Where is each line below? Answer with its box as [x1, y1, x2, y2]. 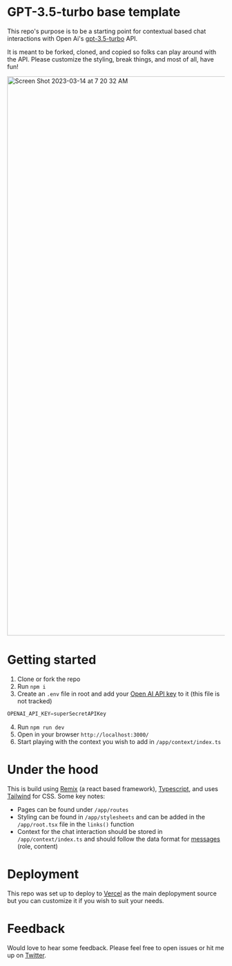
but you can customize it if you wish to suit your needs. [7, 896, 164, 904]
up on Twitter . [7, 951, 47, 959]
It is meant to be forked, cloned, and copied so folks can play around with [7, 48, 216, 56]
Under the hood [7, 761, 99, 777]
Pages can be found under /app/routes [17, 805, 129, 813]
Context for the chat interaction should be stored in [17, 827, 163, 835]
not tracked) [17, 696, 52, 705]
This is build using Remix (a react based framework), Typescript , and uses [7, 784, 219, 792]
